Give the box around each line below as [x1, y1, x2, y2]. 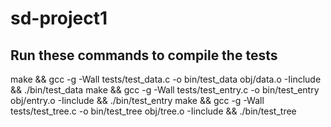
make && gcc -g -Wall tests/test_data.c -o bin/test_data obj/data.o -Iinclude [10, 73, 322, 85]
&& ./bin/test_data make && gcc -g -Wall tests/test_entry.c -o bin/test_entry [10, 84, 320, 96]
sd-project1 [10, 7, 108, 30]
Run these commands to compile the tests [10, 47, 278, 64]
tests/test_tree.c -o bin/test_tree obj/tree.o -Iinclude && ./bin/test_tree [10, 105, 297, 117]
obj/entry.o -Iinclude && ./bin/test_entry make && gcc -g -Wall [10, 95, 265, 106]
